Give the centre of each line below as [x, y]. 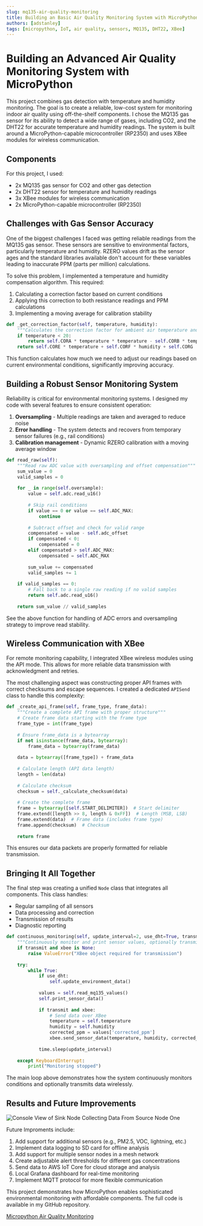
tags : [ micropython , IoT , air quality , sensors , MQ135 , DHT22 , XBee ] [96, 29]
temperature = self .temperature [90, 1021]
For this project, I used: [35, 174]
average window [36, 449]
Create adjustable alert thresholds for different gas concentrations [97, 1161]
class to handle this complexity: [46, 696]
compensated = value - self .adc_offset [78, 533]
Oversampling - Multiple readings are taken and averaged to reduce [100, 417]
